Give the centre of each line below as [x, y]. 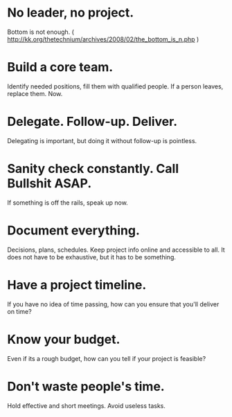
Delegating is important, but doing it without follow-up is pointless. [102, 140]
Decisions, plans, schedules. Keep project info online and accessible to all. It [116, 250]
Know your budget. [64, 339]
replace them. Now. [35, 93]
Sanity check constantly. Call [93, 169]
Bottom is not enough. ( [41, 32]
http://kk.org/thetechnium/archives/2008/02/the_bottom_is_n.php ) [103, 39]
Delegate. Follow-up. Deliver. [92, 122]
